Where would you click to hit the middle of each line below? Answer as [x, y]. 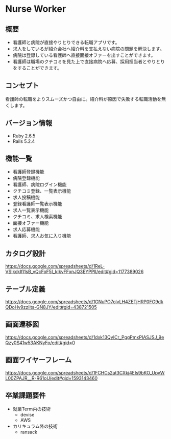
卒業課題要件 [26, 396]
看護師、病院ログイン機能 [40, 184]
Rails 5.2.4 [24, 141]
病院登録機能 [26, 178]
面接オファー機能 [31, 223]
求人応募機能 [26, 229]
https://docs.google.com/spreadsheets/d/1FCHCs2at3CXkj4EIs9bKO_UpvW [85, 372]
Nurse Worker [36, 9]
